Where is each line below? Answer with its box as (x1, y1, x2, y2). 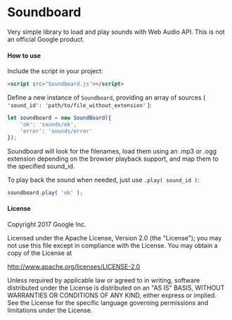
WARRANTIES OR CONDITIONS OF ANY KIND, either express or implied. (7, 290, 217, 300)
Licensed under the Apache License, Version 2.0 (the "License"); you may (7, 233, 222, 242)
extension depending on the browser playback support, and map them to (7, 154, 219, 163)
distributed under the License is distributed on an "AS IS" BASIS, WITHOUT (7, 283, 225, 292)
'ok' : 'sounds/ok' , (20, 121, 77, 128)
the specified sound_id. (7, 161, 75, 170)
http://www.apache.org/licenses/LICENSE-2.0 (7, 262, 141, 271)
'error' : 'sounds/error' (20, 128, 93, 135)
